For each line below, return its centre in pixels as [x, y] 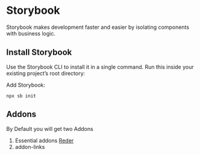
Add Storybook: [26, 85]
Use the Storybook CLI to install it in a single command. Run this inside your [100, 67]
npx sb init [21, 96]
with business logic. [31, 33]
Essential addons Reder [44, 140]
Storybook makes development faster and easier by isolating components [98, 27]
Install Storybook [39, 53]
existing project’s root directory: [46, 73]
